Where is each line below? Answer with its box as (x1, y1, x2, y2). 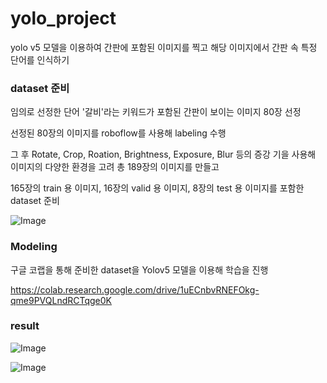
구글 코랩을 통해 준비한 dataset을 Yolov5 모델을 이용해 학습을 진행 (10, 263, 269, 276)
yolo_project (10, 7, 117, 30)
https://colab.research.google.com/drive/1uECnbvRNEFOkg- (10, 283, 260, 296)
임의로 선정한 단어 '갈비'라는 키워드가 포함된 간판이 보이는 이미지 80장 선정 (10, 106, 302, 118)
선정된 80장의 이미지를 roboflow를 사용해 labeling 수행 (10, 127, 227, 139)
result (10, 319, 40, 333)
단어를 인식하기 (10, 53, 70, 66)
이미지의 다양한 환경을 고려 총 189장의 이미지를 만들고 (10, 161, 220, 173)
